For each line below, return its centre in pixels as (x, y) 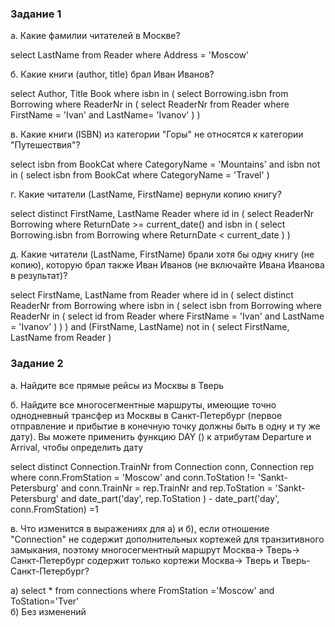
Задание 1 (36, 14)
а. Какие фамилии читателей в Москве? (95, 36)
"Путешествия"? (45, 145)
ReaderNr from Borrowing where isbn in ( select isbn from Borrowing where (166, 306)
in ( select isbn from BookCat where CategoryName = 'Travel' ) (140, 175)
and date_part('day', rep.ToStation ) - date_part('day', (170, 498)
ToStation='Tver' (45, 601)
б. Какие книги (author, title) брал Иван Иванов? (112, 74)
